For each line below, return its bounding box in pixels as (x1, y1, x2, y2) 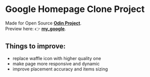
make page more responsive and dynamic (12, 60, 100, 66)
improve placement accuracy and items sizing (12, 66, 108, 72)
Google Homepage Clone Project (5, 3, 145, 15)
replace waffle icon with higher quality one (12, 55, 102, 61)
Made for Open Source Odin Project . (5, 20, 82, 26)
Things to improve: (5, 42, 66, 50)
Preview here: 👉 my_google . (5, 25, 66, 31)
